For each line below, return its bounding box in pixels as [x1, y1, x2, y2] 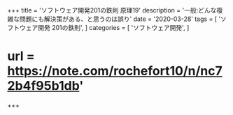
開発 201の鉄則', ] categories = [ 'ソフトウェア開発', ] [37, 24, 190, 31]
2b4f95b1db [7, 78, 80, 94]
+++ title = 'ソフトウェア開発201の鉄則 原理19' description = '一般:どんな [7, 6, 217, 14]
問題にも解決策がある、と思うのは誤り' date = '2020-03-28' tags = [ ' [19, 15, 221, 23]
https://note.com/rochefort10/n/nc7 [7, 63, 223, 79]
